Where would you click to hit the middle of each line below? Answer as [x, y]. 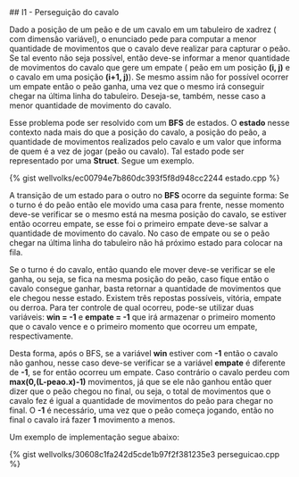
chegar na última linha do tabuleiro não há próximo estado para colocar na [146, 243]
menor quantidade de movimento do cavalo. [91, 105]
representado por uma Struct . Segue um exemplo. [102, 161]
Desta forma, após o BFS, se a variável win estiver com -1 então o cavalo [144, 353]
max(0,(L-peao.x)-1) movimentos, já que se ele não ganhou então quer [141, 382]
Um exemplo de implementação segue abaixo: [95, 437]
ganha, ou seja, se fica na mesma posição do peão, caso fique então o [139, 279]
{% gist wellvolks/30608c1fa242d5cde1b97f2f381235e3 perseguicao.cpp [145, 454]
